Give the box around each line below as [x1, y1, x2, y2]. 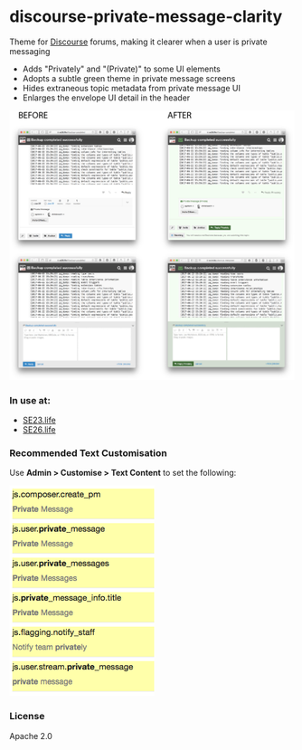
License [9, 710, 45, 723]
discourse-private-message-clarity [9, 6, 283, 27]
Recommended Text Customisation [9, 447, 167, 460]
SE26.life [22, 424, 56, 435]
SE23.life [22, 414, 56, 426]
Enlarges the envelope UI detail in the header [22, 92, 191, 103]
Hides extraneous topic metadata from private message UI [22, 82, 241, 93]
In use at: [9, 394, 52, 406]
